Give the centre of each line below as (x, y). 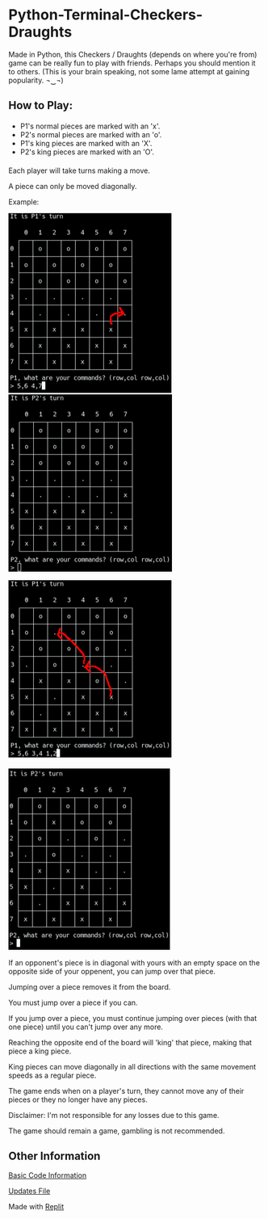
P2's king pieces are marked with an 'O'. (87, 152)
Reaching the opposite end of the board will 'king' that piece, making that (130, 1042)
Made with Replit (36, 1207)
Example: (24, 202)
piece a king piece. (40, 1051)
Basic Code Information (48, 1175)
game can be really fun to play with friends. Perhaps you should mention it (132, 63)
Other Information (54, 1156)
